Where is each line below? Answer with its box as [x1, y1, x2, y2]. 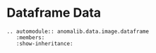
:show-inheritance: [16, 40, 73, 47]
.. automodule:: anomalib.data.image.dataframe [6, 28, 150, 35]
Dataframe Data [6, 5, 102, 21]
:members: [16, 33, 45, 41]
